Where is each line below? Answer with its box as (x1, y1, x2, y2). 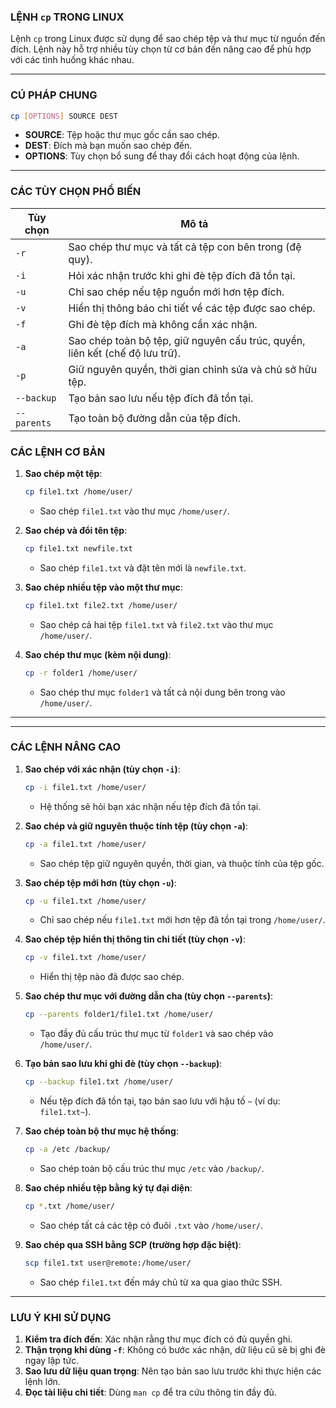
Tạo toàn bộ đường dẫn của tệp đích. (68, 411, 242, 425)
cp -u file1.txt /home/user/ (24, 896, 147, 906)
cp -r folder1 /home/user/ (24, 668, 138, 678)
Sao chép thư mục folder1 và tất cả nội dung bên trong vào (39, 686, 286, 698)
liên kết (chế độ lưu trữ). (68, 346, 182, 360)
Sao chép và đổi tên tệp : (24, 524, 128, 536)
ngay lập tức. (24, 1355, 80, 1367)
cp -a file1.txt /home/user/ (24, 839, 147, 849)
